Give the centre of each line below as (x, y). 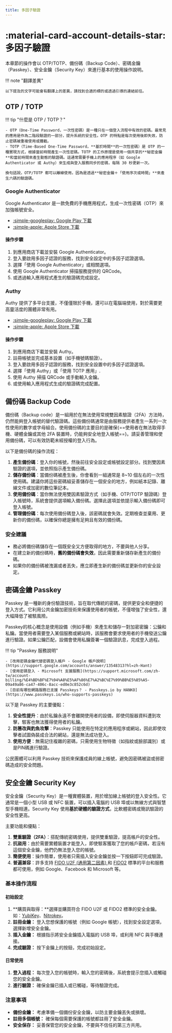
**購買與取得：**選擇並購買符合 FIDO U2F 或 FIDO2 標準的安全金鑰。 (86, 909)
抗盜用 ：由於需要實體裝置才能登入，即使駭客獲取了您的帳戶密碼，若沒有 (89, 843)
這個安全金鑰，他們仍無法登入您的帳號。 (55, 850)
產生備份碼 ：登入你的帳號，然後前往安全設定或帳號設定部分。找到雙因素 (89, 462)
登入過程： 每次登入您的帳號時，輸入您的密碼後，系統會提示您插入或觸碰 (90, 973)
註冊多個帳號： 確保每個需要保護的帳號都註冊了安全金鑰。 (74, 1019)
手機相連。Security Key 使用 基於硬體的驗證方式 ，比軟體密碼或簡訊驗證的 (87, 809)
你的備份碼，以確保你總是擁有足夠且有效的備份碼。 (71, 520)
